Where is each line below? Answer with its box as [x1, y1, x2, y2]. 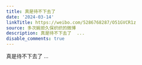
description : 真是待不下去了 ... [6, 30, 85, 36]
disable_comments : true [6, 36, 65, 42]
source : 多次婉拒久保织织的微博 [6, 25, 76, 31]
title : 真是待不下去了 [6, 8, 56, 15]
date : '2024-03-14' [6, 14, 54, 20]
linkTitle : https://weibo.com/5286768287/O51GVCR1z [6, 19, 136, 25]
